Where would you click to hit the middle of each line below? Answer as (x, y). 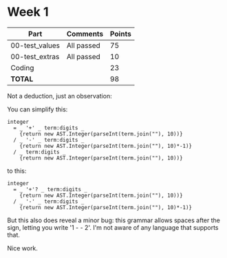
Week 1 (28, 12)
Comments (85, 34)
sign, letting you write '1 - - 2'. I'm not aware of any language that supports (113, 227)
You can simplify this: (37, 109)
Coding (22, 67)
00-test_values (35, 45)
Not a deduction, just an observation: (60, 96)
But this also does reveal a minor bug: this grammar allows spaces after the (114, 220)
